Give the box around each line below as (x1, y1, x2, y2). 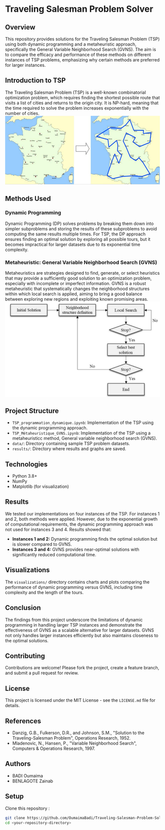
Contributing (5, 652, 45, 660)
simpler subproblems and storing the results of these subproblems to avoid (5, 226, 157, 231)
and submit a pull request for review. (5, 670, 79, 676)
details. (5, 703, 20, 709)
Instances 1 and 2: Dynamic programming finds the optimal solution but (12, 536, 158, 542)
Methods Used (5, 195, 51, 203)
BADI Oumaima (12, 773, 43, 778)
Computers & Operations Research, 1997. (12, 745, 96, 751)
